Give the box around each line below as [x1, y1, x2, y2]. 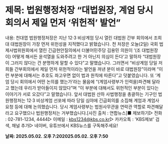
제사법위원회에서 [5, 47, 38, 53]
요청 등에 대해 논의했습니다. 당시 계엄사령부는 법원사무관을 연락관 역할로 [5, 103, 146, 109]
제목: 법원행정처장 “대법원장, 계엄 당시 [5, 5, 153, 16]
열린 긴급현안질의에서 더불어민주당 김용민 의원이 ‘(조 [38, 47, 141, 53]
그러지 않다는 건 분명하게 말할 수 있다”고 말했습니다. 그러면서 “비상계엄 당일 [10, 60, 157, 66]
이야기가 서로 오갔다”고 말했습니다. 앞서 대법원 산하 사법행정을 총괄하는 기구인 [5, 91, 157, 97]
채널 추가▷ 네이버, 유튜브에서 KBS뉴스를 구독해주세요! [12, 122, 118, 128]
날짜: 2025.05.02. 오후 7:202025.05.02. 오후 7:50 [5, 133, 109, 139]
